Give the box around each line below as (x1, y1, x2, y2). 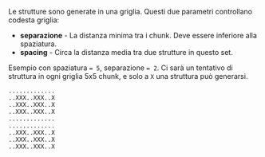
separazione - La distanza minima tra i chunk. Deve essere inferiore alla (19, 31, 258, 40)
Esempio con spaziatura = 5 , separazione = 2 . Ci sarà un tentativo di (8, 63, 233, 73)
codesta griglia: (8, 15, 60, 25)
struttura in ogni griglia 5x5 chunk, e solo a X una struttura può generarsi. (8, 72, 248, 80)
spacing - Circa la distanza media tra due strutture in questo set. (19, 48, 233, 57)
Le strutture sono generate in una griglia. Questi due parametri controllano (8, 7, 253, 16)
